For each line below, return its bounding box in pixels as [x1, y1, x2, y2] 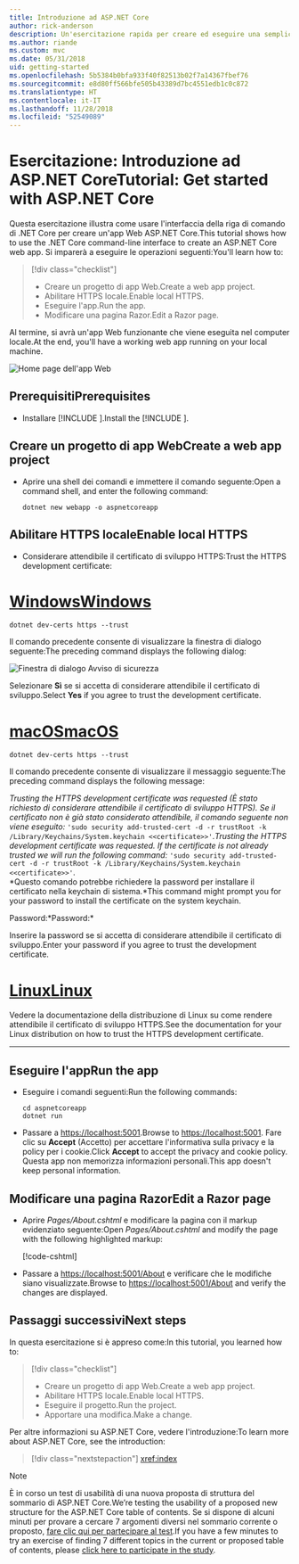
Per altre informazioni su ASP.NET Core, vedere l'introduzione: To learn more [9, 1426, 289, 1436]
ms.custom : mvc [9, 46, 66, 55]
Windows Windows [9, 591, 152, 612]
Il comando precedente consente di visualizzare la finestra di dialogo [9, 637, 262, 647]
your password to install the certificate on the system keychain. [9, 895, 242, 906]
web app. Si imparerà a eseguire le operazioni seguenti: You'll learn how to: [9, 247, 284, 258]
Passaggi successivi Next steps [9, 1313, 187, 1329]
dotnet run [21, 1112, 63, 1121]
